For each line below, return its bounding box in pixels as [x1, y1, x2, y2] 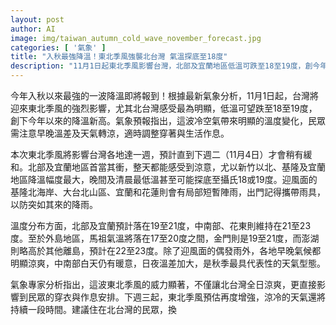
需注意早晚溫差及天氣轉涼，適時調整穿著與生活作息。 [10, 127, 230, 139]
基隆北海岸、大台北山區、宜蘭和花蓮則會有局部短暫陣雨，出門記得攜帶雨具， [10, 186, 326, 198]
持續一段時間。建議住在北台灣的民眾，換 [10, 304, 177, 315]
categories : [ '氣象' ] [10, 42, 107, 53]
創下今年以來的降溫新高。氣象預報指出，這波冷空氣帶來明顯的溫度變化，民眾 [10, 115, 326, 126]
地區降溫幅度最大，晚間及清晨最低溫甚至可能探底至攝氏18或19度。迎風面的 [10, 174, 318, 185]
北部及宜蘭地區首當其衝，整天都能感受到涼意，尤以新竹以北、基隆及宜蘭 [27, 161, 326, 173]
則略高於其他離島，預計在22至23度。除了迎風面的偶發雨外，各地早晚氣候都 [10, 245, 322, 256]
